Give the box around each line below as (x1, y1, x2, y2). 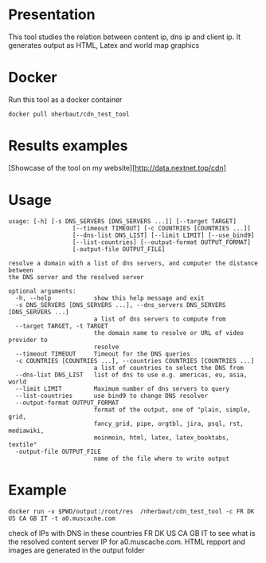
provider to (8, 336, 48, 344)
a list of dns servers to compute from (93, 315, 226, 323)
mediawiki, (8, 427, 45, 435)
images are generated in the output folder (8, 545, 145, 555)
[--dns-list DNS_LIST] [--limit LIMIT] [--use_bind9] (72, 231, 255, 239)
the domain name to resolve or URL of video (93, 329, 244, 337)
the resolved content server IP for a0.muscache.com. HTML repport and (8, 537, 245, 546)
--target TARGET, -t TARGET (15, 321, 109, 330)
